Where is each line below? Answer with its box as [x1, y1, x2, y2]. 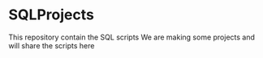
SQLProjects [8, 6, 95, 24]
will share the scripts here [8, 40, 95, 50]
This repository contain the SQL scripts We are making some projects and [8, 32, 256, 42]
